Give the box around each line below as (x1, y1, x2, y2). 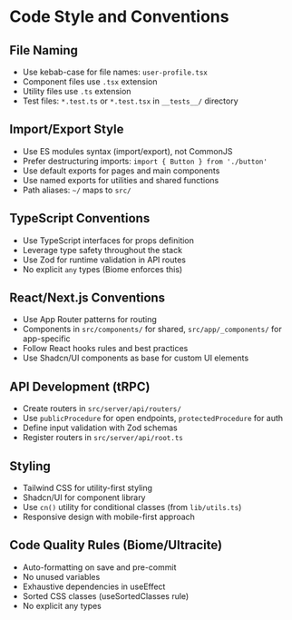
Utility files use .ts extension (22, 86, 131, 96)
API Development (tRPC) (9, 379, 151, 394)
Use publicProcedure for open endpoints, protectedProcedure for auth (22, 413, 284, 424)
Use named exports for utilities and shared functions (22, 174, 219, 185)
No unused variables (22, 571, 101, 582)
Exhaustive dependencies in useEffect (22, 581, 166, 592)
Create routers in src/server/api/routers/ (22, 403, 181, 414)
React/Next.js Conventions (9, 290, 166, 306)
